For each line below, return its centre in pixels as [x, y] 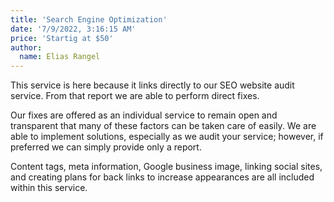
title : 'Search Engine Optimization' [89, 19]
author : [26, 47]
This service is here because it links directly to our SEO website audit [152, 85]
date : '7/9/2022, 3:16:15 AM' [73, 29]
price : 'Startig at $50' [62, 38]
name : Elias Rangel [60, 57]
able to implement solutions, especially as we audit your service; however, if [167, 137]
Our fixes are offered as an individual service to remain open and [144, 115]
